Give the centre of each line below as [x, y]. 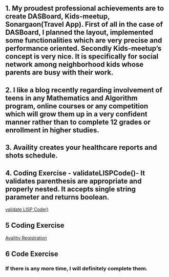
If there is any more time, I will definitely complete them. [77, 269]
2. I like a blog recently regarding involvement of [84, 90]
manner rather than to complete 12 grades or [78, 122]
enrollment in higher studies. [52, 130]
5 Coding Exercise [35, 225]
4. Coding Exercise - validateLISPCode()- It [75, 173]
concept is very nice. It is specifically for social [82, 57]
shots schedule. [31, 156]
